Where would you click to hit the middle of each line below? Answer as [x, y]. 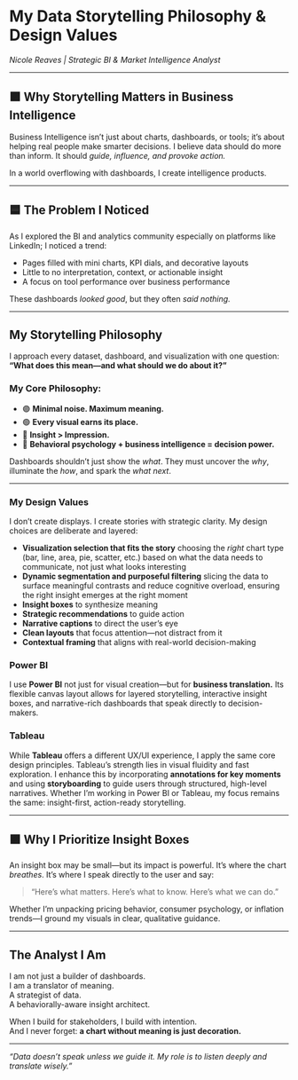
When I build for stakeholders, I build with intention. [103, 1021]
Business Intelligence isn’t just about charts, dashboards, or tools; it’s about [147, 137]
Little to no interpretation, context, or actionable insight [122, 272]
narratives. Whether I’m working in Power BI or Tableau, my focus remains [145, 792]
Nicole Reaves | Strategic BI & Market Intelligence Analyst [115, 59]
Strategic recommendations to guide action [103, 613]
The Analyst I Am [58, 954]
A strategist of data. [45, 995]
